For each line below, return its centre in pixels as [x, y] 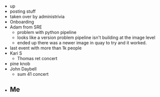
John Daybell [23, 69]
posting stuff [23, 11]
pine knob [20, 64]
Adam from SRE [26, 27]
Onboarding [22, 22]
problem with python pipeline [47, 32]
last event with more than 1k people [46, 48]
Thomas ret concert [37, 58]
